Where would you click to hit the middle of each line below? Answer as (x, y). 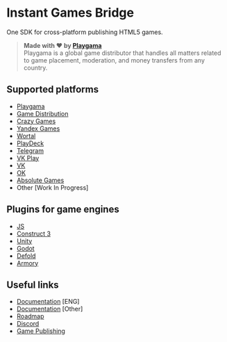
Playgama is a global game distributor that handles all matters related (122, 53)
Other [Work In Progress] (52, 187)
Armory (27, 263)
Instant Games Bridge (70, 13)
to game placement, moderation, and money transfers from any (114, 60)
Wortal (26, 136)
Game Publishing (41, 331)
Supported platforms (52, 89)
